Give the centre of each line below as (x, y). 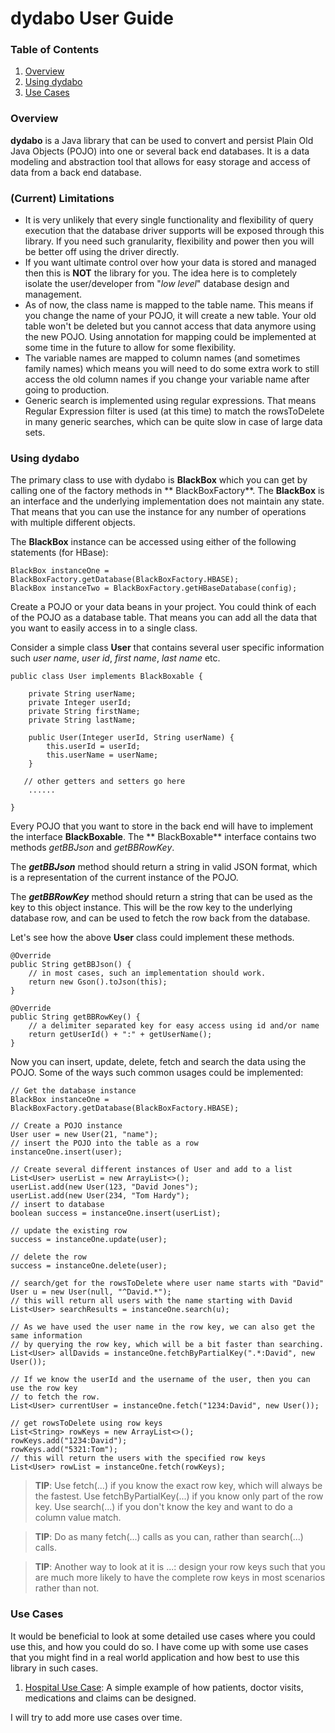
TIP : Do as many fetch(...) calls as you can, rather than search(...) (169, 1537)
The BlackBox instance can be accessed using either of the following (153, 542)
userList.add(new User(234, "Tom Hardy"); (100, 1196)
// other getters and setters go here (104, 782)
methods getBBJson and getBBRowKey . (92, 848)
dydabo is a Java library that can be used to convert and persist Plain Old (162, 140)
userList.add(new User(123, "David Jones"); (104, 1187)
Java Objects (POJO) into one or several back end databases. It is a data (160, 151)
